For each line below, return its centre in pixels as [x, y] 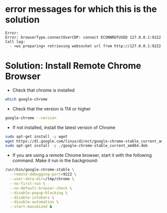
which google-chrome [27, 99]
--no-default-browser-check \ [41, 188]
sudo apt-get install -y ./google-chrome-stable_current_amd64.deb [77, 146]
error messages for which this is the [81, 9]
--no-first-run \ [28, 183]
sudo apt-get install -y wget [37, 136]
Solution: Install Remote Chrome [73, 66]
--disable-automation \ [34, 202]
